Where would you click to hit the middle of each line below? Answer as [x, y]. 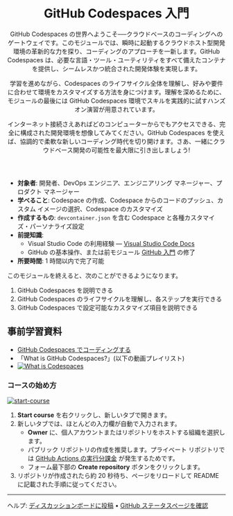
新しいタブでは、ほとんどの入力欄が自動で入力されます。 [99, 424]
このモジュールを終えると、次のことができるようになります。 [95, 275]
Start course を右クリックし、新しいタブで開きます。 [94, 415]
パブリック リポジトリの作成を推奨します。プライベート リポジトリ [123, 450]
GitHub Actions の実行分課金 [76, 459]
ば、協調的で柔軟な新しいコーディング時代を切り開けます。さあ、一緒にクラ [116, 141]
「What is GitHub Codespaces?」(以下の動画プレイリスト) [101, 358]
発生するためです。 [152, 459]
